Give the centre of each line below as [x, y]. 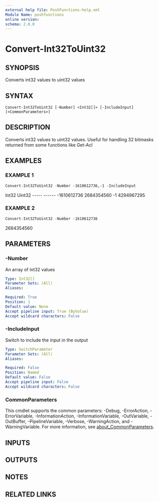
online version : [22, 19]
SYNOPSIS [22, 68]
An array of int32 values [30, 269]
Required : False [22, 368]
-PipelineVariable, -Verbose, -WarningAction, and [78, 422]
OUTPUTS [21, 460]
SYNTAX [19, 96]
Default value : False [28, 378]
